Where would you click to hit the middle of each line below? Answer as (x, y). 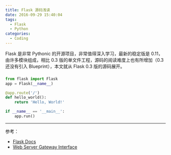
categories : (18, 34)
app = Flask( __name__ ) (29, 84)
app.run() (25, 116)
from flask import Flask (32, 79)
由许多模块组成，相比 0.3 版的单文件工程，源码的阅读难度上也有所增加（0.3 (84, 60)
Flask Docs (24, 141)
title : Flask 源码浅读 (28, 10)
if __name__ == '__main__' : (35, 112)
